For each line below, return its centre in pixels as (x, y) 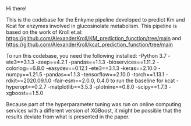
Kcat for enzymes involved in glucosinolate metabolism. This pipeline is (92, 26)
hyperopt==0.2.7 (26, 87)
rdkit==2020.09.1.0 (29, 80)
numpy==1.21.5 (24, 74)
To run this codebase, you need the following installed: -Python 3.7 (86, 56)
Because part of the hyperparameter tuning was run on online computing (94, 104)
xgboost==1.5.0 (25, 93)
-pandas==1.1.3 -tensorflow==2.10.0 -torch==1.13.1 (104, 74)
